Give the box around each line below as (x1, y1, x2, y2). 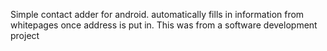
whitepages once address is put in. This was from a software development (10, 19, 318, 31)
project (10, 30, 40, 41)
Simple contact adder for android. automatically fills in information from (10, 9, 305, 20)
